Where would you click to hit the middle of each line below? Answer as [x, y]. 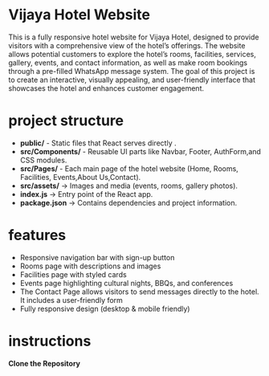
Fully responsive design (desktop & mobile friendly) [105, 309]
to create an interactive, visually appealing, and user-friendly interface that [132, 80]
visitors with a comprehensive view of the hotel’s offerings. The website [127, 45]
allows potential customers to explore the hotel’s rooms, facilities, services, [132, 54]
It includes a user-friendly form [71, 300]
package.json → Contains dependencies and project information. [128, 202]
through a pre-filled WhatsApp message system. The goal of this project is [132, 71]
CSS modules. [43, 160]
